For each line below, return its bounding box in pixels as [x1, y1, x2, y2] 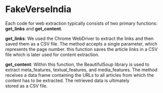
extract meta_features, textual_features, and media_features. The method [5, 67, 158, 73]
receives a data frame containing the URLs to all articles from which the [5, 72, 154, 78]
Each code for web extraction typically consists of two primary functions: [5, 20, 158, 26]
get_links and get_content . [5, 25, 63, 31]
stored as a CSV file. [5, 82, 48, 89]
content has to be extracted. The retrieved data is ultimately [5, 77, 130, 83]
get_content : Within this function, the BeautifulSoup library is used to [5, 61, 150, 67]
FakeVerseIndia [5, 4, 72, 15]
